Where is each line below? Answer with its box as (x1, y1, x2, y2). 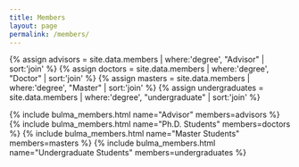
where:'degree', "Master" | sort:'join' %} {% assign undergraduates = (9, 82, 264, 94)
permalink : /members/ (9, 29, 90, 38)
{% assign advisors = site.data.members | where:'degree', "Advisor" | (9, 54, 265, 65)
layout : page (9, 21, 58, 30)
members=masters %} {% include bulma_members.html (9, 138, 216, 148)
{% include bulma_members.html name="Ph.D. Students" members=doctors (9, 119, 291, 129)
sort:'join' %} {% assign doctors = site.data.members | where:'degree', (9, 63, 270, 74)
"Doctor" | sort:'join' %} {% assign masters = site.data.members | (9, 73, 250, 84)
